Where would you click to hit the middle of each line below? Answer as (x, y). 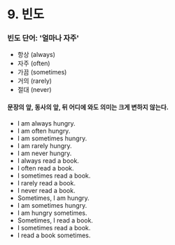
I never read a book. (46, 190)
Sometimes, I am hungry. (53, 198)
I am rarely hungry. (44, 145)
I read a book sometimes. (54, 235)
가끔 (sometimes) (42, 72)
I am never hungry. (44, 153)
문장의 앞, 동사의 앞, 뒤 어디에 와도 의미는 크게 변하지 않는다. (88, 107)
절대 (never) (34, 90)
